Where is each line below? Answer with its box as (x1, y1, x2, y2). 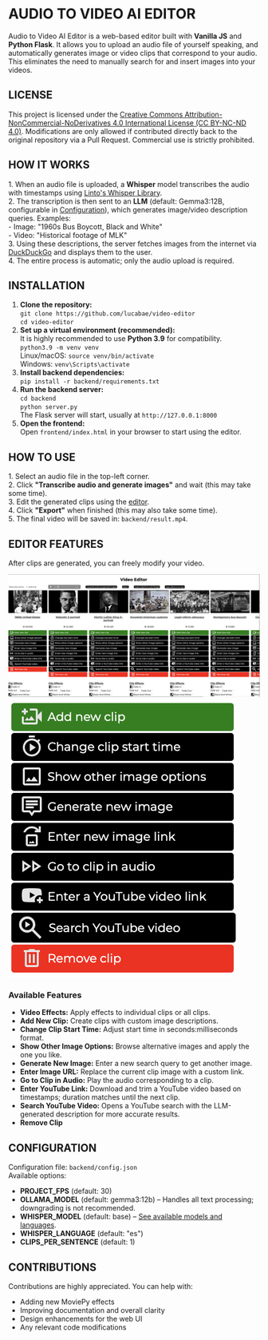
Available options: (8, 1171, 67, 1180)
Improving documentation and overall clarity (19, 1306, 165, 1315)
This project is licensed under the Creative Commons (8, 109, 183, 119)
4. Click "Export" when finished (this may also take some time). (8, 505, 218, 515)
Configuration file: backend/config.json (8, 1163, 138, 1172)
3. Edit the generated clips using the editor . (8, 497, 150, 507)
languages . (19, 1220, 57, 1230)
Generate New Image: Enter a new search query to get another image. (19, 1059, 253, 1068)
